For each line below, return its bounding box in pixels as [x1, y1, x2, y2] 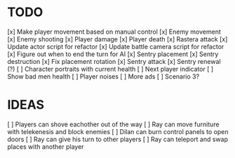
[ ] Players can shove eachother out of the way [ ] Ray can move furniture [7, 120, 220, 129]
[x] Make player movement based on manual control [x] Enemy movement [7, 27, 221, 36]
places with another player [7, 142, 84, 151]
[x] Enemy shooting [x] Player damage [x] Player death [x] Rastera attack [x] [7, 34, 228, 43]
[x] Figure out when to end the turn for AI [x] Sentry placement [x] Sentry [7, 50, 219, 58]
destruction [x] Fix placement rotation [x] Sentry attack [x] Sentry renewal [7, 57, 221, 65]
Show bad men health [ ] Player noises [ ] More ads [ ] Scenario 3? [7, 72, 200, 81]
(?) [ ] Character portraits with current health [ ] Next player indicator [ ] [7, 65, 214, 73]
